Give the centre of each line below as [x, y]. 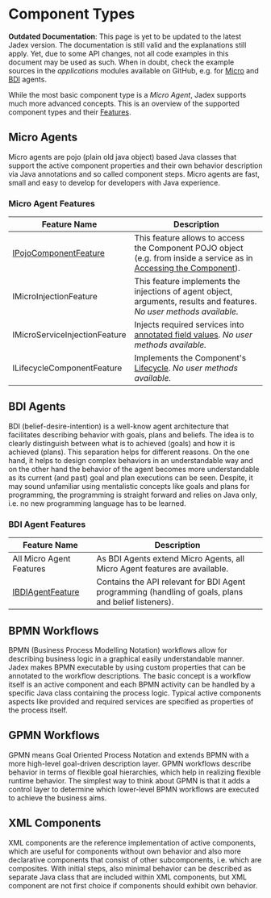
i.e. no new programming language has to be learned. [98, 503]
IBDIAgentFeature [46, 592]
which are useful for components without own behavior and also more [125, 851]
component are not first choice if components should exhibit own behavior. [133, 885]
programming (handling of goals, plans [170, 592]
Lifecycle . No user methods [186, 368]
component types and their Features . [70, 112]
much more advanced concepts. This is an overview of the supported [124, 103]
